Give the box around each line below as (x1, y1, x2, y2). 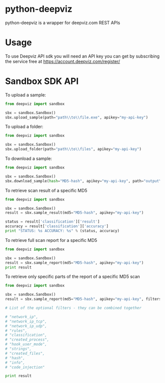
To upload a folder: (5, 124, 43, 130)
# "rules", (5, 328, 27, 333)
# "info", (5, 360, 26, 365)
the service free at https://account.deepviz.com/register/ (5, 58, 120, 64)
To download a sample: (5, 156, 53, 162)
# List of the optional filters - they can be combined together (5, 306, 141, 311)
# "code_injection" (5, 365, 45, 370)
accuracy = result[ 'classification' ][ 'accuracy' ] (5, 224, 109, 229)
